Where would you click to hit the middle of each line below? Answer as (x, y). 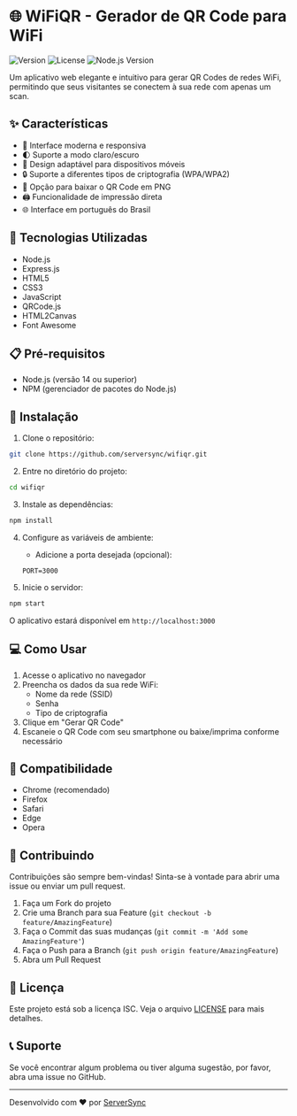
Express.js (41, 268)
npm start (27, 604)
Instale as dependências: (67, 504)
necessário (42, 741)
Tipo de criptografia (71, 712)
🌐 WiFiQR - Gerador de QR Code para (148, 16)
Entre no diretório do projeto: (75, 472)
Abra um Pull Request (61, 960)
